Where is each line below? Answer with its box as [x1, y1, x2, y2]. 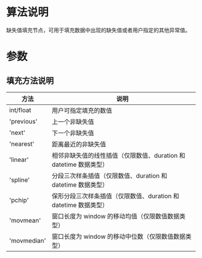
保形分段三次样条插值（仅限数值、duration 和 [52, 191, 180, 200]
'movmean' [9, 216, 41, 224]
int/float [9, 106, 32, 114]
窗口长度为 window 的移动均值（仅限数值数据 [52, 212, 180, 220]
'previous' [9, 117, 38, 125]
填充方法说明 [6, 76, 54, 86]
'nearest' [9, 139, 35, 148]
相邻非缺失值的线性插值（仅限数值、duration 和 [52, 151, 186, 160]
